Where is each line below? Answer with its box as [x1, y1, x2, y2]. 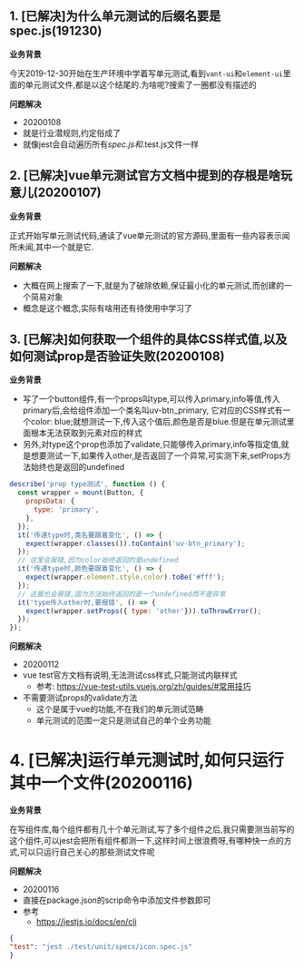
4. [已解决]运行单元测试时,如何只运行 [9, 750, 284, 771]
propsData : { [25, 497, 75, 506]
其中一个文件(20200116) [9, 773, 193, 794]
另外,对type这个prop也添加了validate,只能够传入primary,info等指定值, [22, 439, 281, 450]
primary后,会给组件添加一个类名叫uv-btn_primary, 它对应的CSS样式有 [22, 405, 283, 416]
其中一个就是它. [35, 241, 94, 252]
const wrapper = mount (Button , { [17, 488, 144, 497]
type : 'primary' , [33, 505, 100, 514]
